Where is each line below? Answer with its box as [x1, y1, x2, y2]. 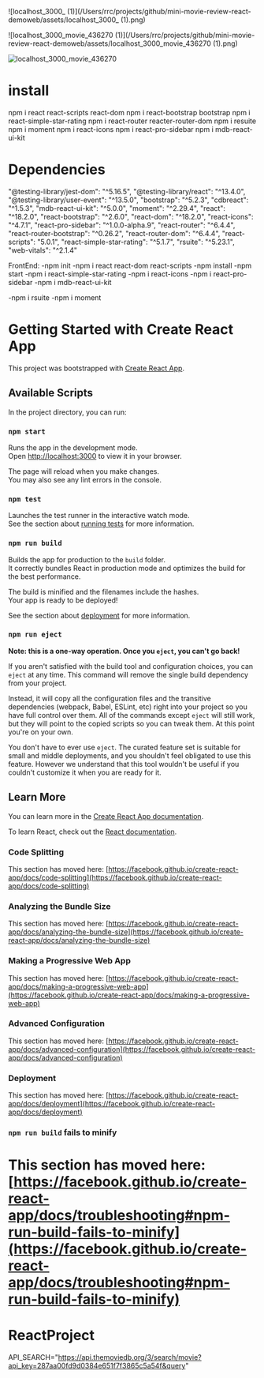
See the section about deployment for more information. [8, 610, 191, 620]
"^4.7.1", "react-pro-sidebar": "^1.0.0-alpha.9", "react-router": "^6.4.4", [8, 220, 236, 230]
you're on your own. [8, 727, 73, 737]
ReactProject [8, 1327, 95, 1345]
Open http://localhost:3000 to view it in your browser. [8, 451, 183, 460]
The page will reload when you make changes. [8, 466, 160, 476]
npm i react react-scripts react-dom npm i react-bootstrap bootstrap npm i [8, 107, 251, 117]
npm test [8, 494, 42, 504]
